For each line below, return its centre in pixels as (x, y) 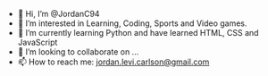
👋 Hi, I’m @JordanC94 (59, 14)
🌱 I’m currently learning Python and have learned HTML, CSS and (138, 33)
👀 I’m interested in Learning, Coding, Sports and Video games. (132, 23)
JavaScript (38, 42)
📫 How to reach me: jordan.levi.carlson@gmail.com (113, 62)
